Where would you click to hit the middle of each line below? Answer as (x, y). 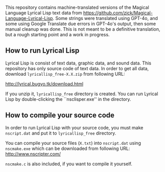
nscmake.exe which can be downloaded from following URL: (68, 148)
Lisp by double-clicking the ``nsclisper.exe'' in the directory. (68, 99)
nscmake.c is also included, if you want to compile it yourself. (69, 164)
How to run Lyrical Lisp (42, 51)
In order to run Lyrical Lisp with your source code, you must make (74, 127)
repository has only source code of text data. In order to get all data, (77, 68)
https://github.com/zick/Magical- (118, 13)
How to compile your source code (60, 115)
